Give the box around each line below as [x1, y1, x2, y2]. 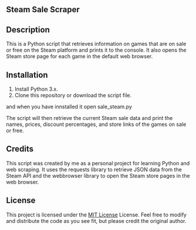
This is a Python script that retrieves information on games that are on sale [6, 41, 187, 48]
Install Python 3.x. [14, 85, 58, 93]
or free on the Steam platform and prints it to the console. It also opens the [6, 46, 187, 54]
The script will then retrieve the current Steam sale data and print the [6, 115, 173, 122]
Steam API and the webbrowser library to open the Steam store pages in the [6, 172, 190, 179]
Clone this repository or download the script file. [14, 92, 132, 99]
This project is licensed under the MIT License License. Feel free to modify [6, 211, 187, 218]
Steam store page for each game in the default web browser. [6, 53, 153, 60]
